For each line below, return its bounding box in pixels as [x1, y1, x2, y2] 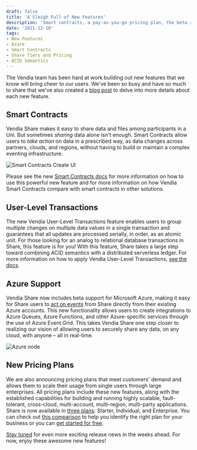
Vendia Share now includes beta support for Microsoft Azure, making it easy [6, 294, 191, 301]
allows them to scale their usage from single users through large [6, 382, 162, 389]
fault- [162, 394, 176, 401]
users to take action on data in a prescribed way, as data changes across [6, 137, 183, 145]
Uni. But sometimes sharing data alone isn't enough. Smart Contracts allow [6, 132, 188, 139]
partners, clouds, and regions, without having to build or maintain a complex [6, 144, 190, 151]
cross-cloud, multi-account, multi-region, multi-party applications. [27, 401, 188, 408]
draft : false [6, 8, 38, 15]
